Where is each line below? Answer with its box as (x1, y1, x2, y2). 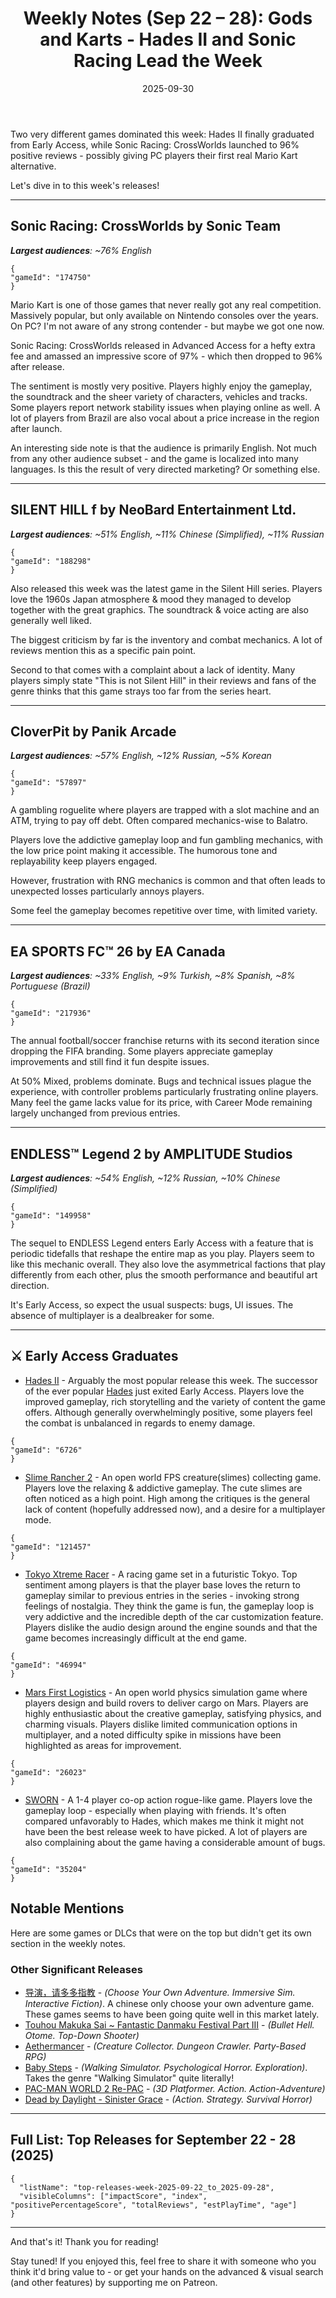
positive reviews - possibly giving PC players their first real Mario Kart (10, 149, 298, 161)
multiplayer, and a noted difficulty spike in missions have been (24, 1728, 282, 1741)
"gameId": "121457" (10, 1542, 92, 1552)
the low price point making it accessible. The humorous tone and (10, 845, 278, 857)
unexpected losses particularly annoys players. (10, 885, 205, 897)
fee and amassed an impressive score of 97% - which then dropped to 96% (10, 350, 323, 362)
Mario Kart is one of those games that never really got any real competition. (10, 298, 322, 311)
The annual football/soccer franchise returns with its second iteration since (10, 1035, 320, 1047)
